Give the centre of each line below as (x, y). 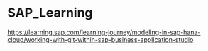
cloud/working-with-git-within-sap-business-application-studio (100, 39)
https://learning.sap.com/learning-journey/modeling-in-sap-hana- (104, 32)
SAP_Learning (50, 13)
